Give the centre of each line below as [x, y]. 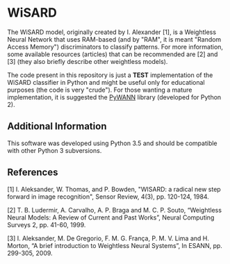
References [33, 173]
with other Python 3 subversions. [55, 150]
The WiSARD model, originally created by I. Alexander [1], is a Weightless [112, 32]
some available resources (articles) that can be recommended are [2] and [113, 54]
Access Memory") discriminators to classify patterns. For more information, [115, 47]
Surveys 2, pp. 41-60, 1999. [47, 224]
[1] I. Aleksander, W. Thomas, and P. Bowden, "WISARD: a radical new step [114, 189]
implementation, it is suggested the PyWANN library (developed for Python [114, 97]
